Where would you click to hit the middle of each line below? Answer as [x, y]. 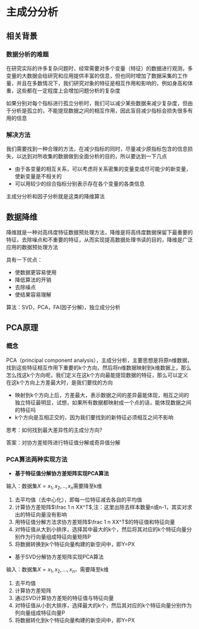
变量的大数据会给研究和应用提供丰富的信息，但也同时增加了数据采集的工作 [97, 75]
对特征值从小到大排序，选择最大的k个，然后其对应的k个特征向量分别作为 [103, 605]
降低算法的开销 [33, 279]
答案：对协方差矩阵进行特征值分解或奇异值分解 [63, 442]
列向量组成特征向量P [40, 612]
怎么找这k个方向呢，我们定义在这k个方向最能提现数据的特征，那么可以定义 [97, 375]
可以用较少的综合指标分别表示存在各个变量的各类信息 [80, 184]
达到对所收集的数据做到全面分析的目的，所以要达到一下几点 [94, 156]
